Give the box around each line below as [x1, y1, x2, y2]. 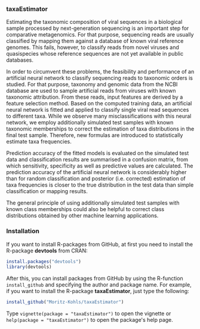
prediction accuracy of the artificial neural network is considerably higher [6, 169, 187, 176]
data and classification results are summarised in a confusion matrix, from [6, 156, 189, 163]
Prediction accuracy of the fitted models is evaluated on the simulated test [6, 150, 189, 157]
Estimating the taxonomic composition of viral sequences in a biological [6, 19, 183, 26]
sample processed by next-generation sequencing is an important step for [6, 25, 189, 32]
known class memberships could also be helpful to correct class [6, 206, 165, 213]
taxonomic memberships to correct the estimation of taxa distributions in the [6, 125, 195, 133]
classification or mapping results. [6, 188, 88, 195]
